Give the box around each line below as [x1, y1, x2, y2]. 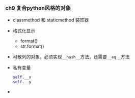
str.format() [20, 43, 44, 49]
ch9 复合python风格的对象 [5, 4, 71, 11]
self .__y [12, 80, 32, 85]
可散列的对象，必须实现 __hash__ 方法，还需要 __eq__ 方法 [12, 54, 130, 60]
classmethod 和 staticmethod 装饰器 [12, 17, 89, 23]
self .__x [12, 75, 32, 80]
